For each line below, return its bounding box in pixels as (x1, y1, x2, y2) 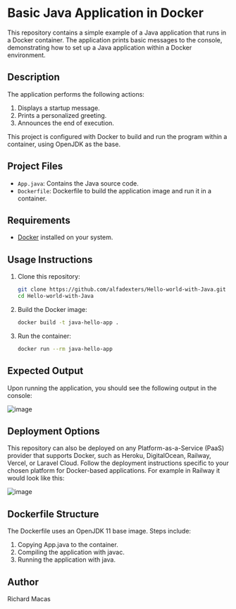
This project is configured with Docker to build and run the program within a (7, 132, 228, 140)
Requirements (7, 214, 70, 227)
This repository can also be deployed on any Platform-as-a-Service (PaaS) (7, 444, 225, 452)
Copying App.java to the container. (17, 541, 118, 549)
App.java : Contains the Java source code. (17, 179, 139, 188)
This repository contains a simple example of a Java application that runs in (7, 28, 227, 37)
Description (7, 71, 60, 83)
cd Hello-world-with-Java (17, 293, 94, 300)
